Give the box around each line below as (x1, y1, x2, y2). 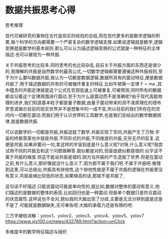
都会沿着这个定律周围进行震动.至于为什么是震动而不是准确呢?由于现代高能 (5, 93, 158, 99)
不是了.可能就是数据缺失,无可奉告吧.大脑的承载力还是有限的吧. (5, 202, 134, 208)
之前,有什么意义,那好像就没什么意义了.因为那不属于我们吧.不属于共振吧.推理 (5, 160, 161, 166)
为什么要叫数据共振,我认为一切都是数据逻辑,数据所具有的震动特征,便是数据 (9, 74, 163, 80)
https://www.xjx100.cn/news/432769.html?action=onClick (5, 218, 125, 224)
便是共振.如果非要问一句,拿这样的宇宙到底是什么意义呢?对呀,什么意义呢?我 (5, 141, 159, 147)
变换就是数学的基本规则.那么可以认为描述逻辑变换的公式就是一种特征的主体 (5, 45, 160, 51)
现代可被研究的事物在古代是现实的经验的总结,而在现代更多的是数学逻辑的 (5, 32, 156, 38)
